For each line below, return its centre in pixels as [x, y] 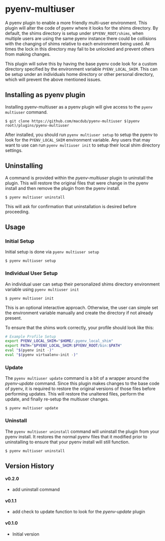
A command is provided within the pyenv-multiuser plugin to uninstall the [79, 178]
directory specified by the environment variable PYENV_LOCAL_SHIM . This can [81, 69]
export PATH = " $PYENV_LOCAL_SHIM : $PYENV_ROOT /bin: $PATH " [64, 346]
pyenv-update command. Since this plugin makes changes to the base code [82, 384]
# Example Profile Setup [31, 336]
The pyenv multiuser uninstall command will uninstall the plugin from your [82, 431]
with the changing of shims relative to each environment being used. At [77, 43]
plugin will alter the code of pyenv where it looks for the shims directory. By [82, 28]
